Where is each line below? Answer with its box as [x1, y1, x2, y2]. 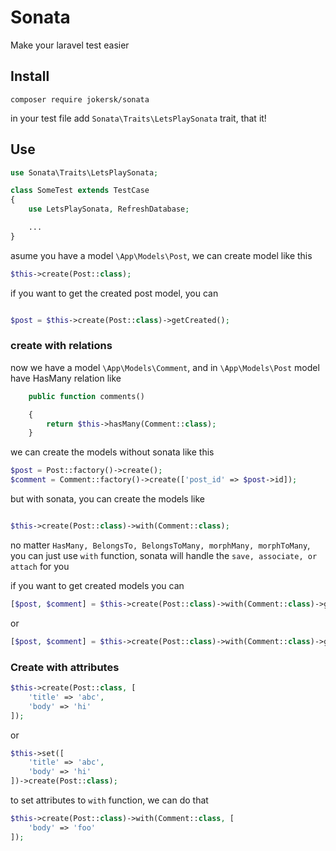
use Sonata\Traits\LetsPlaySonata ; [10, 167, 159, 178]
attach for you [10, 560, 70, 572]
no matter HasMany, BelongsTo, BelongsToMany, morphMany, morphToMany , [10, 539, 311, 551]
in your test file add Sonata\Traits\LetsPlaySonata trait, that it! [10, 112, 267, 124]
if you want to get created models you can [10, 579, 185, 591]
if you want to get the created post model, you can [10, 287, 219, 299]
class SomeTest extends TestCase [10, 186, 150, 196]
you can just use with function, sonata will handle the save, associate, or [10, 549, 318, 561]
